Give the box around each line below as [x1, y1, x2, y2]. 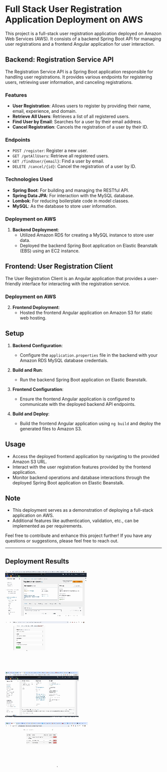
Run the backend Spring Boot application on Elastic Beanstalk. [19, 377, 148, 383]
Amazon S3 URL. [12, 459, 47, 464]
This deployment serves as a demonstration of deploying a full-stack [12, 507, 154, 513]
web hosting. [19, 315, 47, 321]
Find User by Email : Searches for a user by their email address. [12, 119, 143, 125]
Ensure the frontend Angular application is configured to [19, 396, 135, 402]
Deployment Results [5, 557, 70, 565]
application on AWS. [12, 513, 54, 519]
